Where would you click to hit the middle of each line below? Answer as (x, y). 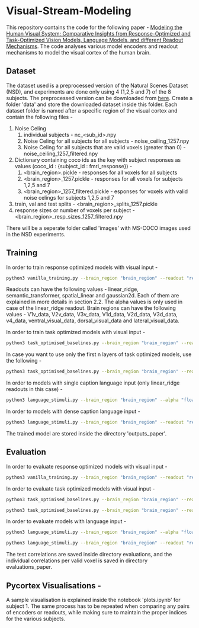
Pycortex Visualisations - (54, 586)
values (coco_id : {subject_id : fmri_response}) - (73, 166)
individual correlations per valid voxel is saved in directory (77, 560)
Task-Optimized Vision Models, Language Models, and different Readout (95, 40)
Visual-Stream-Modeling (69, 11)
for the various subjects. (36, 619)
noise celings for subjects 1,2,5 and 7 (69, 197)
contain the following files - (39, 117)
